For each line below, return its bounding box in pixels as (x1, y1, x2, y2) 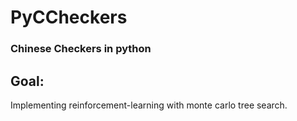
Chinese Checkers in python (10, 42, 152, 56)
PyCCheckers (10, 6, 128, 29)
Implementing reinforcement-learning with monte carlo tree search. (10, 99, 288, 111)
